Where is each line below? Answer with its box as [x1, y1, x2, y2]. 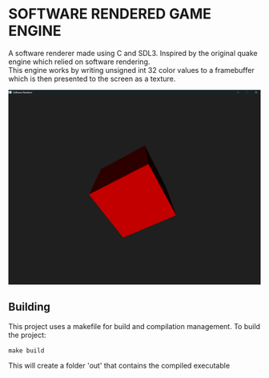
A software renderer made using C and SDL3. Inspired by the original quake [8, 48, 258, 58]
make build [8, 346, 45, 355]
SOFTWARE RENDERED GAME [8, 5, 212, 23]
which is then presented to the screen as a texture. [8, 74, 176, 83]
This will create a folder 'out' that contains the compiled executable [8, 360, 231, 370]
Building [8, 300, 50, 314]
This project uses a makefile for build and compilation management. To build [8, 321, 261, 331]
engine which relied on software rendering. [8, 57, 151, 66]
